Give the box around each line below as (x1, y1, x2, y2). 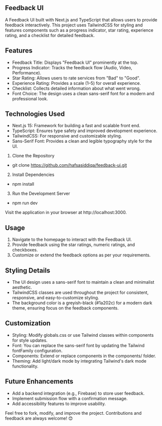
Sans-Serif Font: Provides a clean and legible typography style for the (12, 138, 152, 144)
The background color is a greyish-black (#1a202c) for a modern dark (12, 300, 152, 306)
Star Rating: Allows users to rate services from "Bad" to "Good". (12, 75, 141, 81)
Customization (5, 319, 51, 328)
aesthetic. (12, 285, 33, 290)
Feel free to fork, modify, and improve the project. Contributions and (5, 410, 142, 416)
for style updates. (12, 337, 48, 343)
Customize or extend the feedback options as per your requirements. (12, 252, 151, 258)
